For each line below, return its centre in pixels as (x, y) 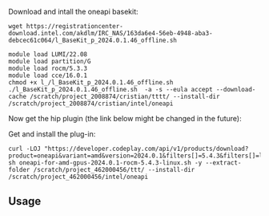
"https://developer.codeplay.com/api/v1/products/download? (146, 149)
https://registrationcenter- (75, 26)
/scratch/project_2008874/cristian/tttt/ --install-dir (124, 96)
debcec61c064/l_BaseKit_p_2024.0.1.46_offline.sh (93, 40)
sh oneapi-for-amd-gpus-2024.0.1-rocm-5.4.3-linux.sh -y (105, 163)
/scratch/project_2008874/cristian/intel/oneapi (91, 104)
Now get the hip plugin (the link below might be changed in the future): (125, 118)
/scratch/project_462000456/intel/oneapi (78, 177)
